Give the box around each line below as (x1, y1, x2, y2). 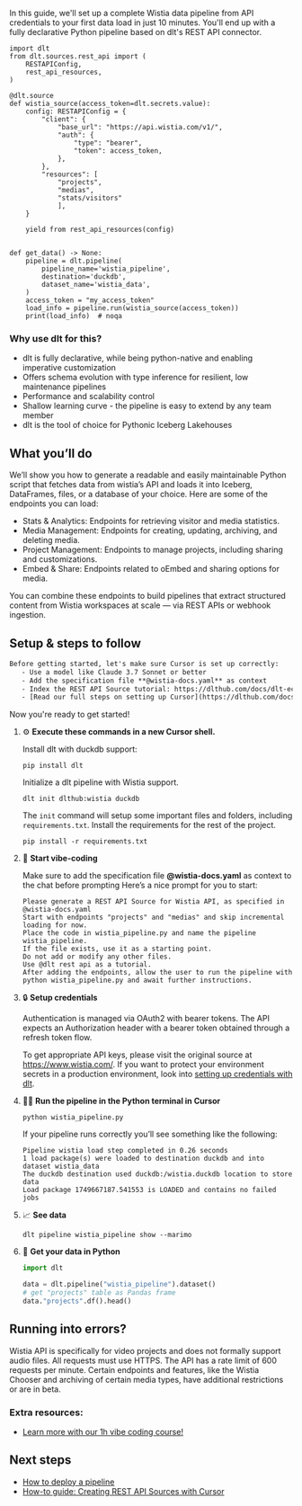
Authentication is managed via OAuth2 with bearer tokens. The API (22, 1013, 270, 1024)
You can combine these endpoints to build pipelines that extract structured (9, 591, 286, 602)
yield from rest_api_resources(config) (25, 225, 175, 234)
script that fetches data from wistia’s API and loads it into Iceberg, (9, 479, 253, 490)
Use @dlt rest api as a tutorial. (22, 960, 152, 969)
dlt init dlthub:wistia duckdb (22, 795, 140, 804)
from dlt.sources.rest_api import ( (9, 52, 147, 61)
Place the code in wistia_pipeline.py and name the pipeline (22, 929, 257, 938)
